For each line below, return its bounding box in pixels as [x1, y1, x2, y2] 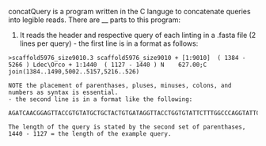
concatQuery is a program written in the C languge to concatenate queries [8, 7, 251, 16]
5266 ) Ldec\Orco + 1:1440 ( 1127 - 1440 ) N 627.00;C [8, 61, 207, 69]
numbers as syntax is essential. [8, 88, 119, 96]
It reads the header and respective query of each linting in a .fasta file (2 [19, 31, 256, 39]
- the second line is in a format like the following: [8, 95, 193, 103]
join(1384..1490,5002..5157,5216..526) [8, 68, 140, 76]
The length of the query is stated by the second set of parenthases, [8, 123, 246, 131]
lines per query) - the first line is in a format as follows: [19, 39, 199, 48]
